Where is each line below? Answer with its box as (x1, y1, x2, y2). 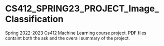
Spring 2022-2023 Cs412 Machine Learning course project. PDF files (5, 30, 147, 36)
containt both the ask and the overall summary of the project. (5, 35, 130, 41)
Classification (5, 13, 63, 25)
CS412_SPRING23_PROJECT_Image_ (5, 3, 159, 14)
